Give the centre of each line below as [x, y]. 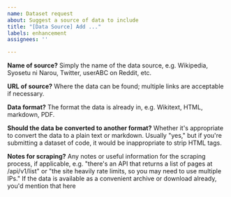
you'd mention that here [42, 186]
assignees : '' [28, 40]
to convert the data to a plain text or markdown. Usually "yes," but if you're [114, 136]
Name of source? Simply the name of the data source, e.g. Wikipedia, [107, 65]
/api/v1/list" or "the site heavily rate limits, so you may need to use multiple [114, 171]
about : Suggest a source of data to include [73, 20]
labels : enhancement [37, 33]
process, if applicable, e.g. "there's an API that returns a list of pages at [110, 164]
